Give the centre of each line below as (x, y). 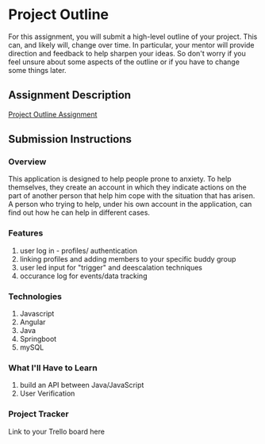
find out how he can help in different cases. (79, 212)
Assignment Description (70, 96)
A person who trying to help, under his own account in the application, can (130, 205)
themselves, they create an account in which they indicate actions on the (128, 187)
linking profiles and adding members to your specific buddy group (128, 258)
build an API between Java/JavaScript (82, 385)
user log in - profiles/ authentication (78, 251)
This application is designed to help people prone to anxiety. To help (120, 179)
